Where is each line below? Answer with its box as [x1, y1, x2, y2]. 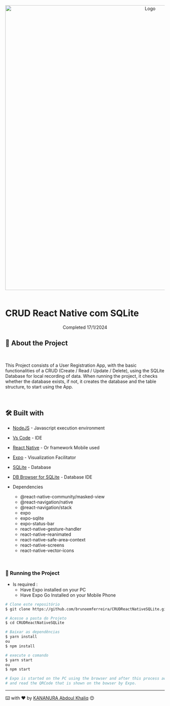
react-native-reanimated [20, 531, 71, 537]
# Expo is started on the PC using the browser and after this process [5, 676, 159, 681]
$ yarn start [5, 657, 33, 662]
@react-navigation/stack [20, 504, 72, 511]
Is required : [12, 581, 38, 587]
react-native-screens [20, 542, 65, 548]
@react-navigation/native [20, 499, 73, 505]
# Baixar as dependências [5, 630, 60, 635]
